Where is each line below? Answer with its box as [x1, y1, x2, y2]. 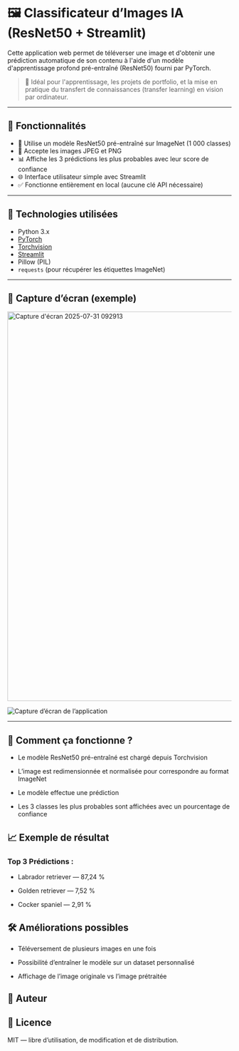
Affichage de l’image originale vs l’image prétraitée [17, 972, 167, 980]
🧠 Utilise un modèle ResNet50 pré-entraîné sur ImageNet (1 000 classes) [17, 139, 231, 148]
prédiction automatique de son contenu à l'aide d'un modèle [7, 56, 184, 64]
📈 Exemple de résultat [7, 831, 110, 844]
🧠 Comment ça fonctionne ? [7, 734, 133, 747]
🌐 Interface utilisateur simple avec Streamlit [17, 172, 147, 181]
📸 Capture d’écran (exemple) [7, 292, 137, 304]
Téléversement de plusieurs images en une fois [17, 944, 156, 953]
